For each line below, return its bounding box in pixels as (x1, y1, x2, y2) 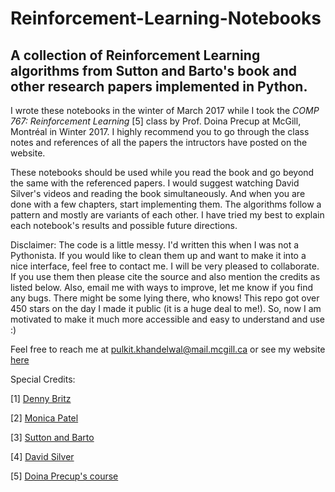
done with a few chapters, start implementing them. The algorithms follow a (10, 198, 322, 210)
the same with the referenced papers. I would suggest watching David (10, 177, 300, 189)
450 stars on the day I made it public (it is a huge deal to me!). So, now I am (10, 303, 322, 314)
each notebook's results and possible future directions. (10, 220, 238, 231)
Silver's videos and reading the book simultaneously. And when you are (10, 188, 306, 199)
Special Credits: (10, 373, 76, 385)
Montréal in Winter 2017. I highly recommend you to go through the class (10, 126, 310, 137)
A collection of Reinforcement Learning (10, 47, 261, 64)
